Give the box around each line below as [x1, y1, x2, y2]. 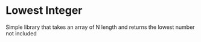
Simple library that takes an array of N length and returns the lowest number [5, 23, 195, 31]
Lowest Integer [5, 4, 83, 17]
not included [5, 29, 37, 37]
